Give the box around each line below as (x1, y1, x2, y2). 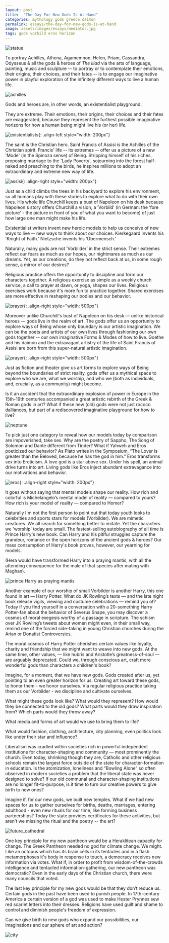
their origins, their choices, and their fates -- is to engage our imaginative (5, 71, 157, 77)
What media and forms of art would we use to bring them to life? (5, 718, 139, 724)
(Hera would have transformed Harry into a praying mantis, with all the (5, 557, 151, 563)
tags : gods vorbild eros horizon (5, 31, 76, 36)
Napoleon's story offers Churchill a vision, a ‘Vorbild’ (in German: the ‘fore (5, 204, 159, 210)
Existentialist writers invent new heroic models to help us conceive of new (5, 225, 159, 231)
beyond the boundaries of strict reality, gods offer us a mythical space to (5, 370, 157, 376)
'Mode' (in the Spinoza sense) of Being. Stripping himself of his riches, (5, 153, 152, 158)
